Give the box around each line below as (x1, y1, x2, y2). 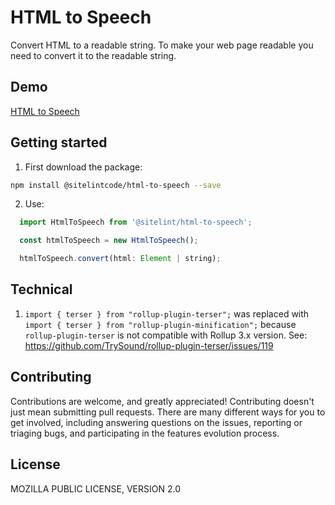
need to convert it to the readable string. (10, 49, 177, 61)
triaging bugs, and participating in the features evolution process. (10, 427, 280, 439)
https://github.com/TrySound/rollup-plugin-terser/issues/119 (24, 339, 274, 351)
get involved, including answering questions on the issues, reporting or (10, 416, 303, 428)
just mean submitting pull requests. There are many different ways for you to (10, 406, 326, 418)
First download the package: (24, 161, 143, 173)
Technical (10, 281, 73, 298)
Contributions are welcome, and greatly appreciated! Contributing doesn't (10, 395, 315, 407)
